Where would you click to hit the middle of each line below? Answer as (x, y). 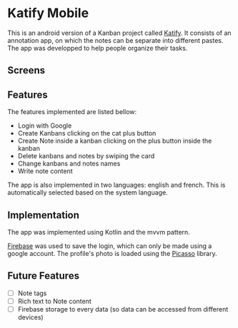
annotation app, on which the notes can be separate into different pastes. (115, 40)
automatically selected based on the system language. (88, 193)
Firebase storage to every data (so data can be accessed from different (123, 309)
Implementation (44, 215)
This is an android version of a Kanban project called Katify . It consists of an (119, 33)
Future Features (44, 276)
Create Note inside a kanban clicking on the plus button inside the (115, 141)
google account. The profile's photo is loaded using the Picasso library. (112, 253)
